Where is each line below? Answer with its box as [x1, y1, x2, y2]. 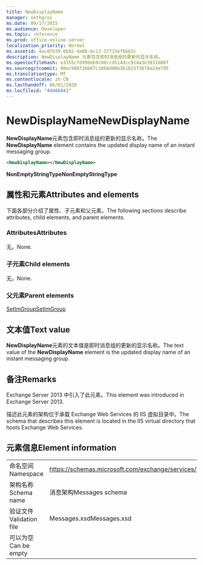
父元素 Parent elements [6, 291, 74, 300]
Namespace [9, 469, 44, 478]
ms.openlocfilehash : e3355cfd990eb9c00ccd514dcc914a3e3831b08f [6, 59, 169, 65]
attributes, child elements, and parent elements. [6, 213, 125, 221]
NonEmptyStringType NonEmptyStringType [6, 170, 118, 177]
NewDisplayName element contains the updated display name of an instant [6, 141, 195, 148]
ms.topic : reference [6, 31, 59, 38]
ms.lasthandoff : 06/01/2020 [6, 82, 77, 88]
